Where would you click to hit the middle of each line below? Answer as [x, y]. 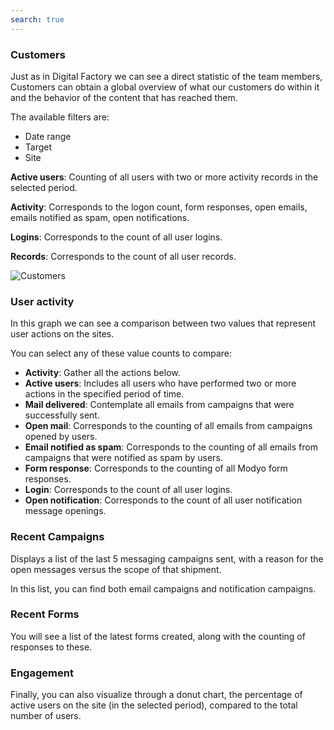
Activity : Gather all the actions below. [102, 373]
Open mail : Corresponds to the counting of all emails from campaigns [168, 426]
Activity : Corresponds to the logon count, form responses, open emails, [159, 207]
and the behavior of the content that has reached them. [124, 97]
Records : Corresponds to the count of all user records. [123, 256]
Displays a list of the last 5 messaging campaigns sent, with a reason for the [167, 558]
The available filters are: [60, 117]
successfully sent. [62, 415]
